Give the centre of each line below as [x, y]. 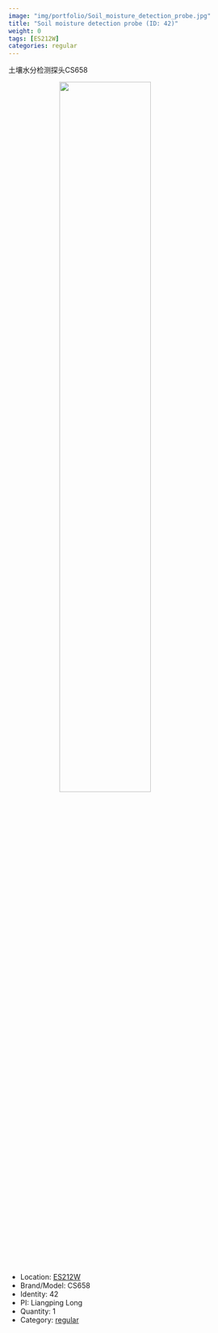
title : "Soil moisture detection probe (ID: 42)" [94, 23]
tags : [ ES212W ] [34, 38]
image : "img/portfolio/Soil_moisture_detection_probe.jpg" [110, 16]
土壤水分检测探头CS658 [48, 70]
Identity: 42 [39, 1294]
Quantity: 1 [38, 1311]
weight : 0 [25, 31]
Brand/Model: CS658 [55, 1286]
